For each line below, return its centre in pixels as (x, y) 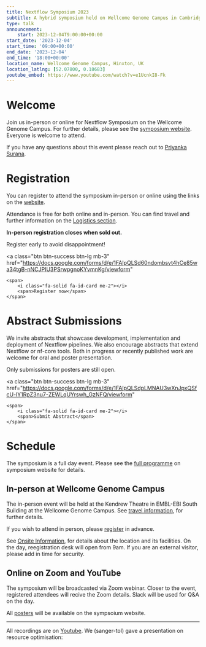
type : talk (20, 23)
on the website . (26, 202)
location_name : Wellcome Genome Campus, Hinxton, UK (75, 63)
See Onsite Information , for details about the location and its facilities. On (99, 541)
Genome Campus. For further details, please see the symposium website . (99, 129)
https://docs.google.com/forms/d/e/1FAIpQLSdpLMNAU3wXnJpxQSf (110, 388)
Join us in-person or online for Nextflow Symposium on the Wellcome (94, 122)
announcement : (25, 29)
